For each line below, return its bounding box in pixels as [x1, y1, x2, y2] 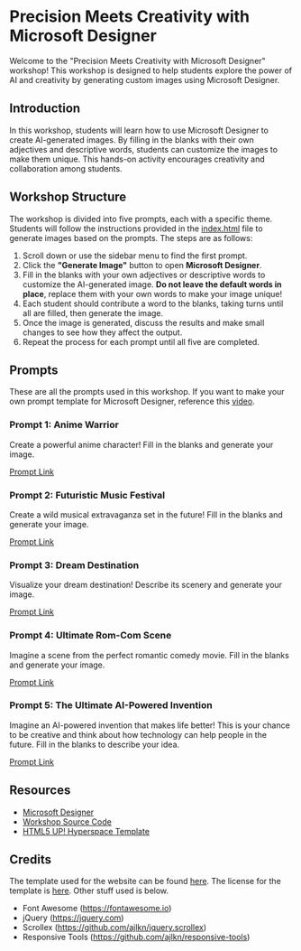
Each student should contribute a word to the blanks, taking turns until [22, 298, 284, 309]
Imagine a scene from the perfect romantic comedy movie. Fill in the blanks [9, 649, 290, 660]
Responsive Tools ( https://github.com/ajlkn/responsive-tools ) [22, 932, 251, 943]
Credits [9, 852, 52, 868]
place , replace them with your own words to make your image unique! [22, 288, 282, 299]
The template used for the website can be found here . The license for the [9, 876, 281, 887]
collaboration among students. [9, 163, 123, 173]
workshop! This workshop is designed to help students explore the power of [9, 65, 293, 76]
